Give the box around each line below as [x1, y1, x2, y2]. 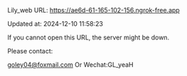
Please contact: [7, 47, 53, 55]
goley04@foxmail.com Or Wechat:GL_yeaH [7, 61, 134, 69]
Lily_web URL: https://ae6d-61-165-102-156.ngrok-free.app [7, 6, 180, 14]
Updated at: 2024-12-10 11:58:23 [7, 20, 103, 27]
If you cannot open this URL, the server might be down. [7, 33, 169, 42]
